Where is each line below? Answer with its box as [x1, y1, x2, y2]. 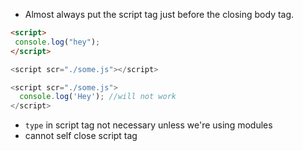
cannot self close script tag [24, 130, 138, 142]
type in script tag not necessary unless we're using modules [24, 119, 273, 131]
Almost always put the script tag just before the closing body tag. [24, 9, 295, 20]
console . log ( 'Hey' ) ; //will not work [19, 92, 177, 102]
